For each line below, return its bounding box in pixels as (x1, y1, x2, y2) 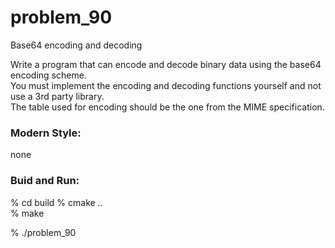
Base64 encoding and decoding (10, 39, 143, 51)
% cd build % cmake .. (10, 196, 103, 208)
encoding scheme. (10, 69, 87, 81)
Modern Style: (10, 126, 82, 140)
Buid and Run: (10, 174, 80, 188)
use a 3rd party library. (10, 90, 105, 102)
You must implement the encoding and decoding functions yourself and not (10, 79, 322, 91)
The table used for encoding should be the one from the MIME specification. (10, 101, 325, 113)
